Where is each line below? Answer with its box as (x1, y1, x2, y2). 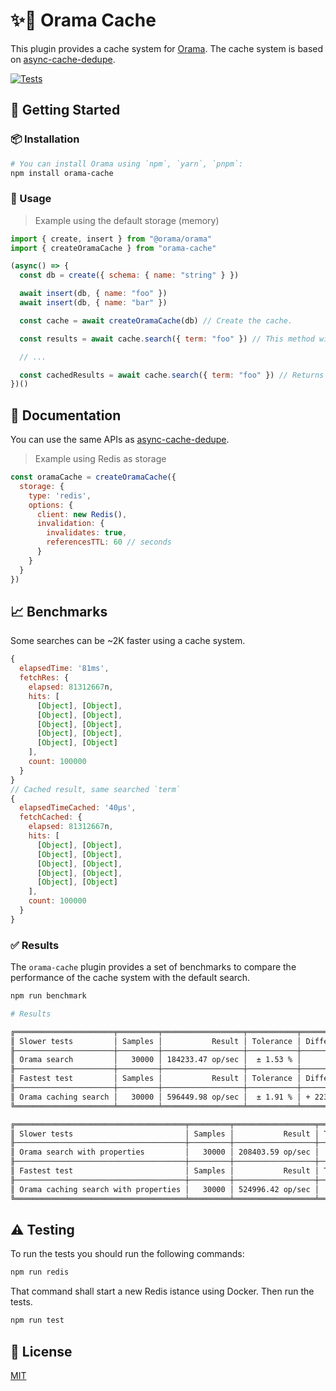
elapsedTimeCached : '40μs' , (19, 803, 137, 813)
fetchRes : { (19, 673, 70, 683)
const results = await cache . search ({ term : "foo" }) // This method (19, 334, 315, 344)
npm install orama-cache (10, 168, 114, 178)
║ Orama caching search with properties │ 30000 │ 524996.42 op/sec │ (10, 1184, 320, 1194)
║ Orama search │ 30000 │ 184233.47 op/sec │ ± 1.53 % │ (10, 1055, 302, 1065)
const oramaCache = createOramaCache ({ (10, 472, 177, 483)
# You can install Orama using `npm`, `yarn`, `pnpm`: (10, 159, 244, 169)
